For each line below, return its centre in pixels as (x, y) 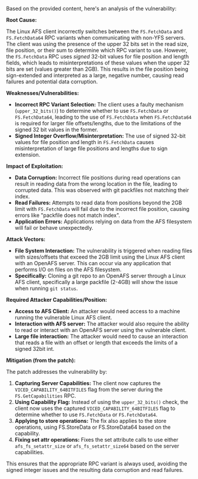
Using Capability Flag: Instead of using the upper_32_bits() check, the (101, 402)
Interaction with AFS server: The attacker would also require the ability (102, 324)
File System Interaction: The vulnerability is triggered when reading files (103, 251)
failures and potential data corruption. (52, 82)
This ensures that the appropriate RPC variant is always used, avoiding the (97, 464)
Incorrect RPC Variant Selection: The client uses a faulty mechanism (99, 105)
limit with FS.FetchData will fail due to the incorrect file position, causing (102, 209)
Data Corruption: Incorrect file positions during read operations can (98, 177)
